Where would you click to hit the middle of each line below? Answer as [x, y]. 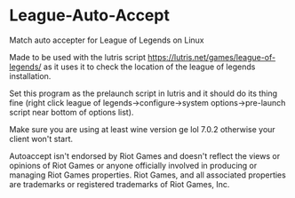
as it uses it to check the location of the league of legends [149, 67]
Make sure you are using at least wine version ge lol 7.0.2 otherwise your [142, 129]
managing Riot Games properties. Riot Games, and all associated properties [147, 175]
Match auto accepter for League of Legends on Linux [107, 40]
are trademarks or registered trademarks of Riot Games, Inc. [120, 184]
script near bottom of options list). [72, 112]
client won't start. [41, 139]
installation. [30, 75]
